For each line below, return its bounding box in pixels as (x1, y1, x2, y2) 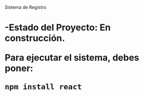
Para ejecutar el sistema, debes (5, 52, 139, 63)
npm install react (5, 82, 82, 92)
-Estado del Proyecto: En (5, 22, 111, 33)
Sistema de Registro (5, 5, 46, 10)
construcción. (5, 33, 65, 44)
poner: (5, 63, 33, 74)
